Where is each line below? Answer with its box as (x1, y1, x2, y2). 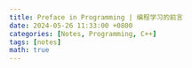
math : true (9, 46, 50, 55)
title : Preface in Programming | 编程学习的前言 (9, 12, 184, 22)
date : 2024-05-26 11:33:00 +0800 (9, 21, 133, 30)
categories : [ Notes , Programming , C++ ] (9, 29, 157, 38)
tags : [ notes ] (9, 37, 62, 47)
